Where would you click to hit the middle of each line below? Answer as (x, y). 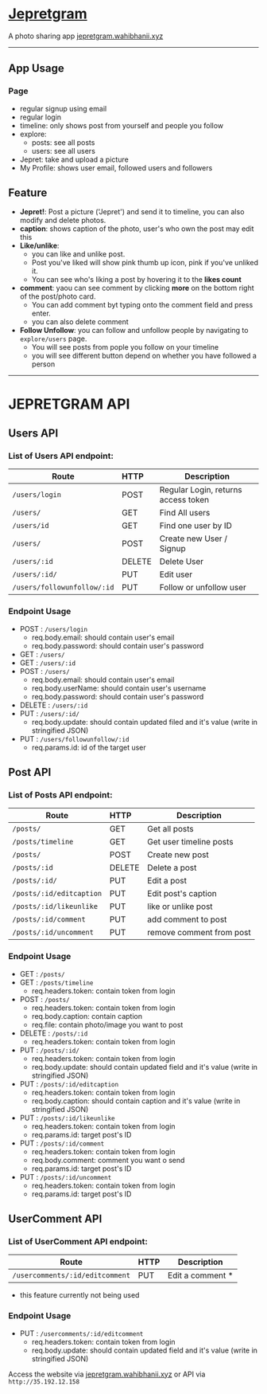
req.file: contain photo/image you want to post (107, 1024)
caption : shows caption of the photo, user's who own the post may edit (137, 229)
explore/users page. (53, 339)
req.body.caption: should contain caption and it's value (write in (136, 1101)
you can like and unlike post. (78, 254)
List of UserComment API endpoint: (78, 1241)
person (43, 364)
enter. (41, 313)
